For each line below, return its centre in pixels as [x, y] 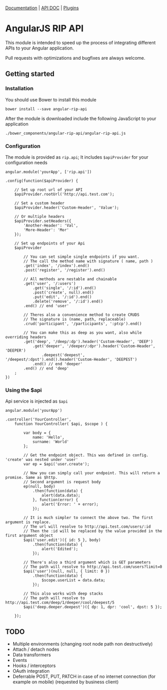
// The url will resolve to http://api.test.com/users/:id [87, 527]
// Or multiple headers [40, 216]
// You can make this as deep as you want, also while [83, 332]
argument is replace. [28, 522]
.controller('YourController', [38, 420]
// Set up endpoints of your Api [50, 243]
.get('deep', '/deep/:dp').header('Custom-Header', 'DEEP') [88, 341]
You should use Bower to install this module [51, 100]
